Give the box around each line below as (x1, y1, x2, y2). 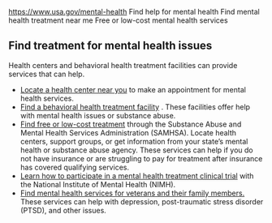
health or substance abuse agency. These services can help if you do (19, 145, 253, 155)
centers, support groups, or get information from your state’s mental (19, 136, 248, 146)
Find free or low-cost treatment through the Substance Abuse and (19, 119, 242, 129)
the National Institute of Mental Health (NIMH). (19, 179, 176, 189)
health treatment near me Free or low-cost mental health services (8, 15, 229, 25)
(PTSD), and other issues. (19, 205, 107, 215)
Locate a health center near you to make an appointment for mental (19, 84, 246, 94)
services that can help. (8, 69, 85, 79)
